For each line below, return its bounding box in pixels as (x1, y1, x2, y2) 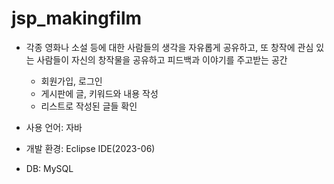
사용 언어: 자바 (25, 121, 83, 133)
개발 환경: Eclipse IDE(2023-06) (25, 142, 156, 154)
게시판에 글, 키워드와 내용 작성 (40, 87, 159, 99)
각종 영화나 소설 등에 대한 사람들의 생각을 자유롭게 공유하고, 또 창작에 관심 (25, 41, 314, 53)
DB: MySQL (25, 162, 74, 174)
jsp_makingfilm (11, 7, 143, 30)
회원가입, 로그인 (40, 75, 103, 87)
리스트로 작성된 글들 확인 (40, 100, 138, 112)
